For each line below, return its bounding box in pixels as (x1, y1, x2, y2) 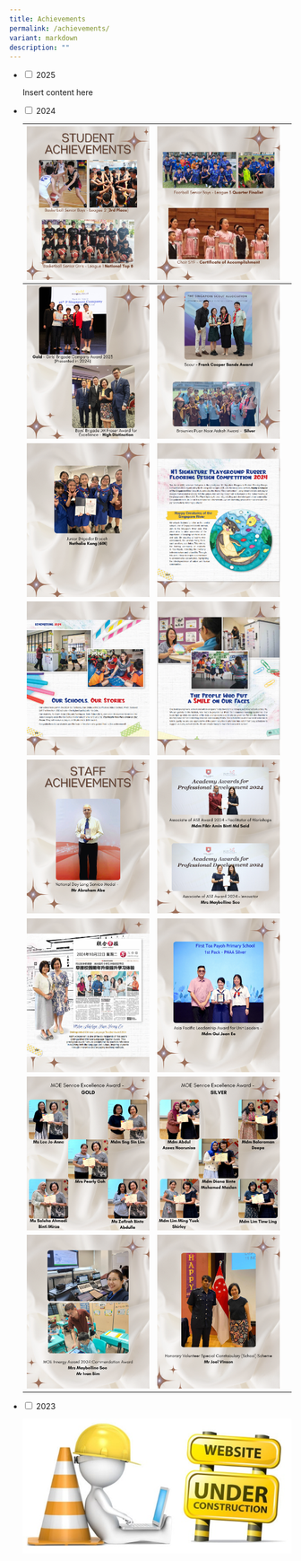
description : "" (9, 43, 70, 52)
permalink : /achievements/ (9, 23, 110, 33)
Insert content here (21, 87, 94, 98)
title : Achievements (9, 14, 87, 23)
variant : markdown (9, 33, 78, 42)
